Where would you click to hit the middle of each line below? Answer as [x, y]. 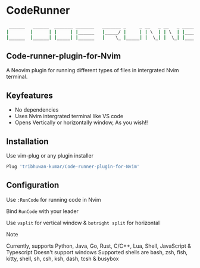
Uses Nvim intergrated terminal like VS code [69, 116]
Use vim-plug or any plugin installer [50, 155]
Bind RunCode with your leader [43, 211]
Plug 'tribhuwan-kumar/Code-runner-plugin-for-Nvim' [73, 167]
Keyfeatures [30, 95]
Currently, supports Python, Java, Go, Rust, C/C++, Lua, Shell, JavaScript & [99, 246]
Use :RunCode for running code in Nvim [54, 199]
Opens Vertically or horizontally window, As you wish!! [81, 122]
